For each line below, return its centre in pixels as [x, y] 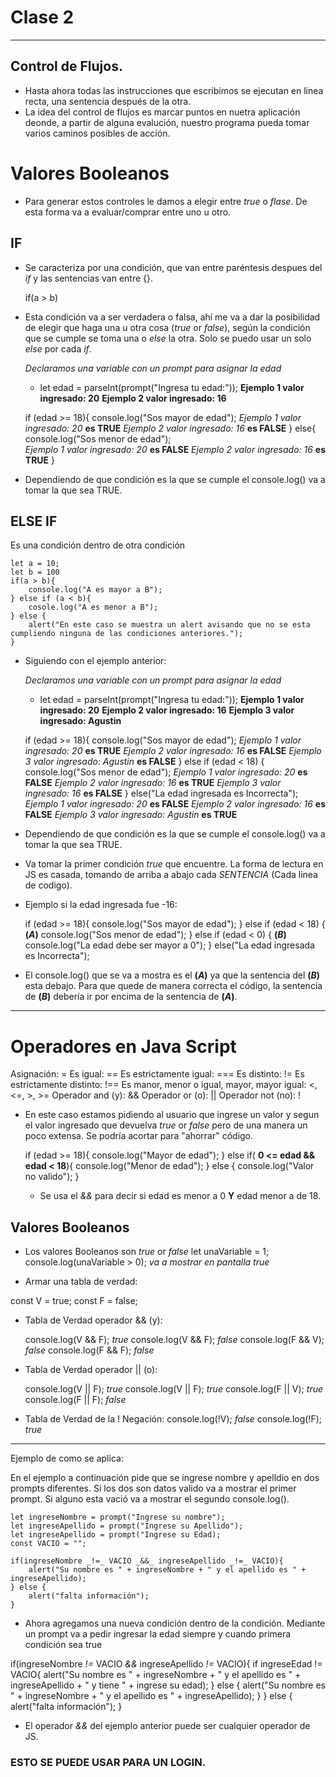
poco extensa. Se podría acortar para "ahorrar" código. [139, 1136]
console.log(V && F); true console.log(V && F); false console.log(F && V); [174, 1340]
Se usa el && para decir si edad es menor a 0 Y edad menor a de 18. [180, 1196]
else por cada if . [58, 348]
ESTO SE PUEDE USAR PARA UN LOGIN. [108, 1762]
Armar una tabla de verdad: [81, 1282]
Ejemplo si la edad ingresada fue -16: [101, 905]
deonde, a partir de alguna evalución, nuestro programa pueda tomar [167, 122]
